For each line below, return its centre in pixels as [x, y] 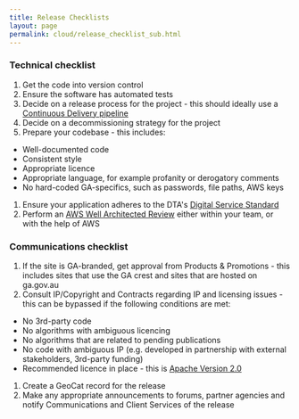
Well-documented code [66, 149]
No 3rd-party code [57, 321]
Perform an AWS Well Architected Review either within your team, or [148, 214]
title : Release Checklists [59, 17]
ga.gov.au [41, 284]
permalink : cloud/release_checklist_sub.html [95, 34]
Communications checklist [69, 246]
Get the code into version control [83, 85]
